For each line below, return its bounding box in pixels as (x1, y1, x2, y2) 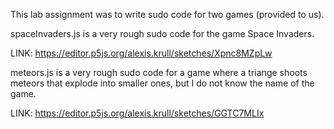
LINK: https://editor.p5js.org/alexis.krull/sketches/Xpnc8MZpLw (10, 47, 273, 59)
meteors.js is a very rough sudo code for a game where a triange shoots (10, 67, 308, 78)
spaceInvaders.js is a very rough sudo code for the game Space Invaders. (10, 28, 315, 39)
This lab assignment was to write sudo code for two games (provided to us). (10, 9, 325, 20)
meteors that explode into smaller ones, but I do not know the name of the (10, 77, 315, 89)
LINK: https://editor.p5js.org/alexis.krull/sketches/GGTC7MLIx (10, 107, 265, 119)
